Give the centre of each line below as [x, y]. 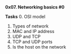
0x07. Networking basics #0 [35, 7]
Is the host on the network [39, 47]
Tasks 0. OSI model [25, 16]
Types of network [30, 26]
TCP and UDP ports [32, 42]
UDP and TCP [26, 37]
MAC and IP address [33, 31]
